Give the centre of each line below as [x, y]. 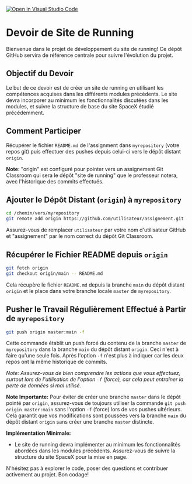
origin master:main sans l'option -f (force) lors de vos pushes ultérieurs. [94, 410]
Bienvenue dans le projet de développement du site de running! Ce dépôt [94, 49]
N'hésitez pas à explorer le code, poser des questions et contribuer [87, 468]
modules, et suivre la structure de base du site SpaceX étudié [80, 106]
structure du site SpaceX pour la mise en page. [71, 457]
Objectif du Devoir [40, 74]
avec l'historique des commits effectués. [55, 181]
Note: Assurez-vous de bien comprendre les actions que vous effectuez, [93, 373]
